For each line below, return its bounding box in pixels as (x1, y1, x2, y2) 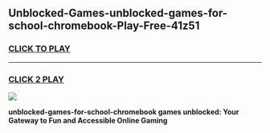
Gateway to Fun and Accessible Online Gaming (8, 115, 168, 125)
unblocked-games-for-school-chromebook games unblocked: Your (8, 106, 239, 116)
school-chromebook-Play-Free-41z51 (8, 19, 200, 33)
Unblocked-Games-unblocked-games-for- (8, 6, 227, 20)
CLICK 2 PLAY (8, 73, 64, 85)
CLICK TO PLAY (8, 44, 71, 55)
